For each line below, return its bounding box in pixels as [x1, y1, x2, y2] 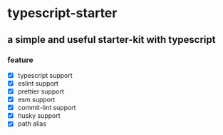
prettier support [17, 87, 64, 96]
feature [7, 55, 33, 65]
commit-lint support [17, 104, 76, 112]
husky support [17, 111, 61, 120]
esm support [17, 95, 56, 104]
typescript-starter [7, 5, 118, 21]
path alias [17, 119, 47, 128]
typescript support [17, 71, 73, 79]
